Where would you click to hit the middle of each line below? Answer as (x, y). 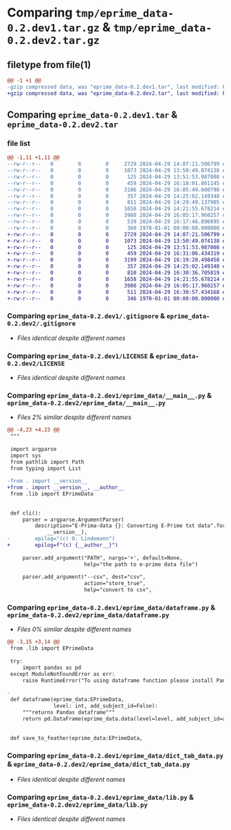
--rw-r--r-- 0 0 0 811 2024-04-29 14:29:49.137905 (113, 202)
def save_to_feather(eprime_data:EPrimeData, (76, 738)
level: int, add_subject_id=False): (106, 706)
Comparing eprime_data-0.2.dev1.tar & (92, 115)
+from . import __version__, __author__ (66, 488)
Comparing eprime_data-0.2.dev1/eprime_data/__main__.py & (109, 395)
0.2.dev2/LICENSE (36, 363)
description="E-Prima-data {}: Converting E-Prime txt (115, 526)
